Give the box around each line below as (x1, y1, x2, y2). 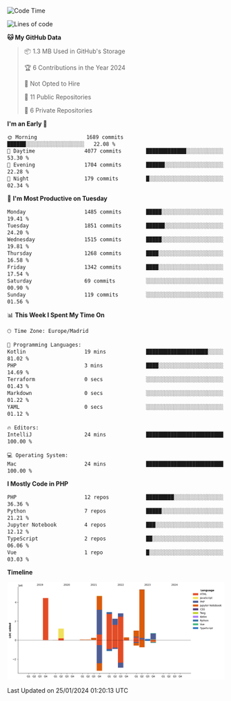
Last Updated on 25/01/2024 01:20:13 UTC (7, 686, 129, 694)
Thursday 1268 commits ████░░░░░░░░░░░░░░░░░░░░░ (7, 250, 224, 257)
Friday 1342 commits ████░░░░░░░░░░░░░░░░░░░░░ (7, 264, 224, 271)
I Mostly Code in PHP (7, 480, 69, 488)
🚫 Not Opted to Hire (23, 79, 81, 88)
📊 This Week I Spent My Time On (7, 311, 105, 319)
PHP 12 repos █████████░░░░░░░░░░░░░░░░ (7, 494, 224, 501)
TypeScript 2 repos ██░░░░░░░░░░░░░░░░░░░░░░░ (7, 535, 224, 542)
